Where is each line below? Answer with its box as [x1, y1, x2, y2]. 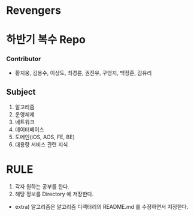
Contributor [6, 55, 41, 63]
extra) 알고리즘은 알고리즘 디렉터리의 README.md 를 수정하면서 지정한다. [14, 203, 189, 211]
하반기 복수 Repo [6, 33, 86, 47]
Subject [6, 87, 36, 97]
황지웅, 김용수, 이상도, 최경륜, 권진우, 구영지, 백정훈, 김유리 [14, 69, 152, 76]
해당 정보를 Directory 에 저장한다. [14, 190, 94, 198]
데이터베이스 [14, 126, 45, 133]
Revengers [6, 4, 62, 17]
